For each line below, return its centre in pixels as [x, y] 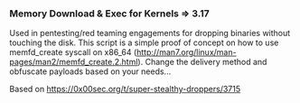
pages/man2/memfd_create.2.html [74, 62]
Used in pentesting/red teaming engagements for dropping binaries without [150, 33]
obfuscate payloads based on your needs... [90, 71]
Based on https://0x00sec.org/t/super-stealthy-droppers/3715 [125, 89]
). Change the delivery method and [202, 62]
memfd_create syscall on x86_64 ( [73, 52]
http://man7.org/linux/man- [187, 52]
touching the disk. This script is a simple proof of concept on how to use [144, 42]
